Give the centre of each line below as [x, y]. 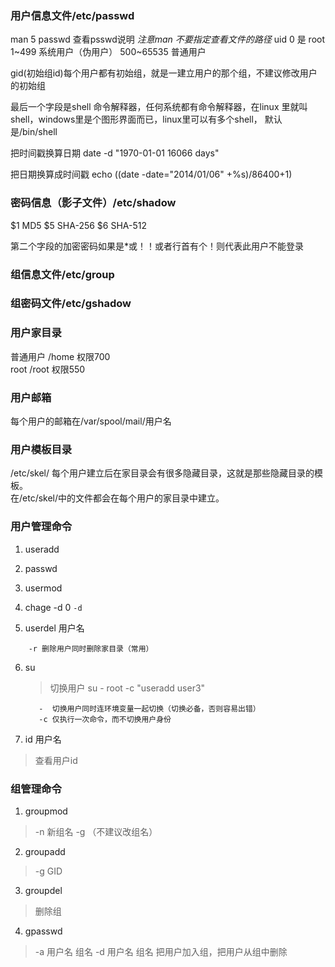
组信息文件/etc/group [62, 274]
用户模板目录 [41, 449]
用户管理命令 [41, 527]
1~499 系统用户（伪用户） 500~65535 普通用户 [108, 52]
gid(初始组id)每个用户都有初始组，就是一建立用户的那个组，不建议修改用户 [164, 73]
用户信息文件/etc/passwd [72, 15]
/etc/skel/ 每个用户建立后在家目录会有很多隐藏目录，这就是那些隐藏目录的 [162, 473]
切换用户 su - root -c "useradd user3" [127, 688]
